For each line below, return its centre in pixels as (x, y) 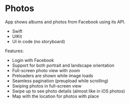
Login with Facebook (33, 60)
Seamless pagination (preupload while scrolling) (60, 81)
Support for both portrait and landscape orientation (63, 65)
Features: (15, 51)
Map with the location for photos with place (56, 96)
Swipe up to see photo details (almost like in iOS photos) (68, 91)
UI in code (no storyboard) (39, 41)
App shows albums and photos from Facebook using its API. (65, 22)
